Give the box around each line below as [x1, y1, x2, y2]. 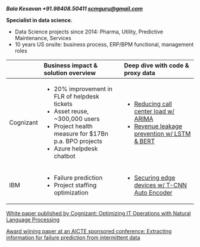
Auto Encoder [133, 189, 173, 196]
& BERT [133, 137, 155, 145]
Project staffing [54, 181, 97, 189]
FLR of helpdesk [54, 92, 99, 100]
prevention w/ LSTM [133, 129, 191, 138]
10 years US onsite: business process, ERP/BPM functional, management [14, 41, 194, 48]
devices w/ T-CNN [133, 181, 187, 189]
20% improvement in [54, 85, 113, 93]
